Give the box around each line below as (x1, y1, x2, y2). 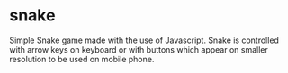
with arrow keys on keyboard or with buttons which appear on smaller (9, 44, 268, 54)
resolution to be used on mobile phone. (9, 53, 155, 64)
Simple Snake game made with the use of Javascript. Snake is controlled (9, 35, 279, 45)
